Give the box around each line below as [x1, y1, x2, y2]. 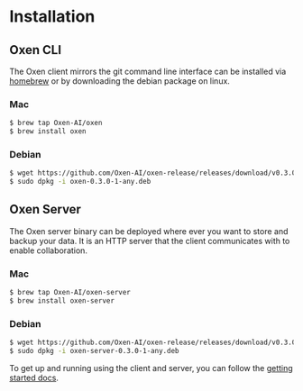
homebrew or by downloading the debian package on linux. [9, 76, 230, 86]
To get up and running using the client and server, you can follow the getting [9, 363, 293, 373]
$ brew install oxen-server [9, 296, 115, 305]
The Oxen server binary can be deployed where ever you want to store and [9, 225, 289, 236]
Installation [9, 6, 96, 27]
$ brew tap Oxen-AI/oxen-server [9, 288, 131, 297]
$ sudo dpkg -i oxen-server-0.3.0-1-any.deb [9, 347, 179, 356]
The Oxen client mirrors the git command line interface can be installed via [9, 66, 287, 77]
